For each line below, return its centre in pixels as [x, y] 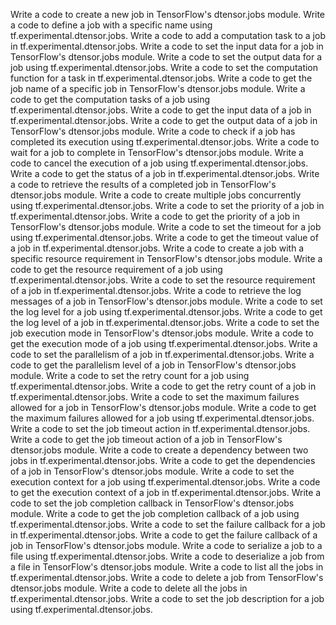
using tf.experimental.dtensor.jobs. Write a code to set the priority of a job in [167, 205]
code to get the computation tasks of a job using [110, 99]
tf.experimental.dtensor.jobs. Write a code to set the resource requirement [163, 280]
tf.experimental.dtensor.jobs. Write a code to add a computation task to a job [168, 35]
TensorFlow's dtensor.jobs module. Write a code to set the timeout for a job [166, 227]
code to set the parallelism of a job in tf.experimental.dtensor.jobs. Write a [162, 354]
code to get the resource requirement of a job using [116, 269]
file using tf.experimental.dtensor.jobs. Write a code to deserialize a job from [167, 556]
